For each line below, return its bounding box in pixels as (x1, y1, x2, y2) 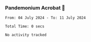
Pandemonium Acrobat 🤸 (5, 4, 66, 11)
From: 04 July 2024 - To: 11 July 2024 (5, 16, 86, 21)
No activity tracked (5, 33, 47, 38)
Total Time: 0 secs (5, 24, 45, 29)
